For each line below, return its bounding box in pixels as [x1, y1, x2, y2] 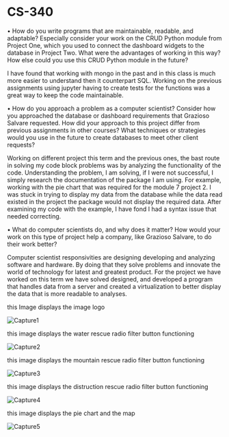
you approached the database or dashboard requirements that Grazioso [7, 111, 210, 120]
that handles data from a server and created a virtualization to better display [7, 282, 221, 290]
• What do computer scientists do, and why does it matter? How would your [7, 225, 221, 234]
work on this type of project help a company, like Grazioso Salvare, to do [7, 232, 212, 240]
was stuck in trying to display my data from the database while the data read [7, 190, 223, 199]
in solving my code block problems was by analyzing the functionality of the [7, 161, 221, 169]
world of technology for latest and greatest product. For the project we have [7, 268, 221, 276]
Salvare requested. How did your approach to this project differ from [7, 118, 200, 127]
